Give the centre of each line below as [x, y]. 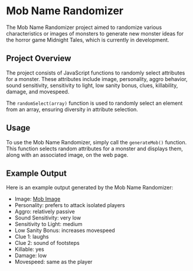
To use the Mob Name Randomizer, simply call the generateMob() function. [97, 142]
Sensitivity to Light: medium [48, 224]
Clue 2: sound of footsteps [47, 243]
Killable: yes [29, 249]
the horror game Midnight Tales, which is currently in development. [88, 40]
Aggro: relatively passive [45, 212]
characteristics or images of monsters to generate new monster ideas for [95, 33]
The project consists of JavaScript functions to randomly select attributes [96, 73]
